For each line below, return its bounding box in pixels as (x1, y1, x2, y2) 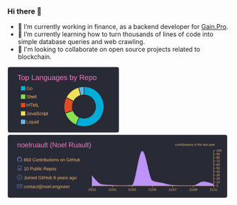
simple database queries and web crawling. (17, 38, 145, 46)
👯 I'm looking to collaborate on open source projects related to (17, 45, 201, 54)
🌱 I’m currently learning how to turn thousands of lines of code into (17, 30, 214, 38)
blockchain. (17, 52, 52, 61)
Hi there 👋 (7, 6, 43, 16)
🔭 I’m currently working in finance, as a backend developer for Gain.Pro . (17, 23, 228, 31)
